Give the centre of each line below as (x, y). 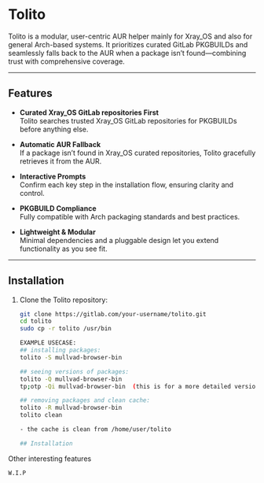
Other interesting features (50, 459)
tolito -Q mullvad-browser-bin (71, 379)
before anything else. (54, 129)
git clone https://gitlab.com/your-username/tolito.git (113, 314)
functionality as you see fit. (63, 249)
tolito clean (41, 415)
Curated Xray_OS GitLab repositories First (89, 112)
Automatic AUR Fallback (60, 144)
